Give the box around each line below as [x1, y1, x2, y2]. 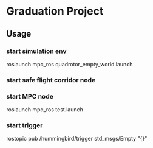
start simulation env [6, 47, 67, 55]
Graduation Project [6, 4, 104, 18]
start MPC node [6, 92, 53, 100]
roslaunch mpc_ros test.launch [6, 106, 83, 113]
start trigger [6, 121, 43, 130]
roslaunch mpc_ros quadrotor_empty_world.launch [6, 60, 133, 68]
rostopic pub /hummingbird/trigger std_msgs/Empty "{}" [6, 135, 148, 143]
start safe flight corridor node [6, 76, 96, 84]
